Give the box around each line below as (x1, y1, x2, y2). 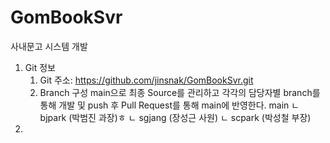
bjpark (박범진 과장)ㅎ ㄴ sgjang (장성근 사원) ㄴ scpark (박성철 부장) (39, 111, 312, 123)
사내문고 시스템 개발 (10, 40, 88, 52)
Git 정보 (24, 61, 56, 73)
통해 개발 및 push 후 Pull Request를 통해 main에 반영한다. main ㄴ (39, 99, 300, 111)
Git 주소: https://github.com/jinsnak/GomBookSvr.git (39, 74, 254, 86)
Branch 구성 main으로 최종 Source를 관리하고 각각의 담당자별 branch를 (39, 86, 321, 98)
